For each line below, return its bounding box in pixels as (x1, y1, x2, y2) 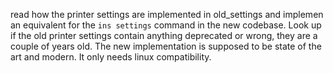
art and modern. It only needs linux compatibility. (10, 51, 212, 63)
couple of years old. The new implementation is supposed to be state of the (10, 40, 322, 52)
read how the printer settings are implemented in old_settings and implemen (10, 9, 324, 20)
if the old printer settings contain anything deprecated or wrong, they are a (10, 30, 318, 41)
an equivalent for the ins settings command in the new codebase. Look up (10, 19, 322, 31)
